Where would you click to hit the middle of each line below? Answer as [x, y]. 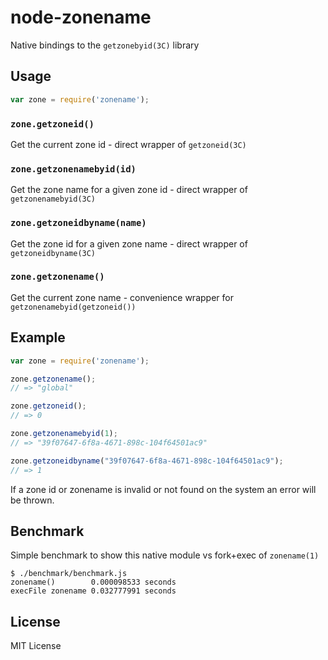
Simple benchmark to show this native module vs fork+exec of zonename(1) [165, 555]
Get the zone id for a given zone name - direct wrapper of [129, 243]
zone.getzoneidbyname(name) [78, 223]
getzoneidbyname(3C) [53, 253]
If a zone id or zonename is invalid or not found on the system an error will [163, 489]
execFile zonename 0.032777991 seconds [93, 591]
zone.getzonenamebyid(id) [73, 169]
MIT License [36, 646]
